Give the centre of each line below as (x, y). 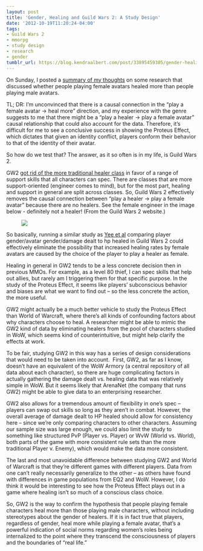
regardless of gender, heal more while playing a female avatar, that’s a (93, 523)
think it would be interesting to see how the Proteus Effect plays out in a (95, 486)
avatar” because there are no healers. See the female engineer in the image (101, 205)
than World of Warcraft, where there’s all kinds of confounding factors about (101, 316)
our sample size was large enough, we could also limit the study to (89, 429)
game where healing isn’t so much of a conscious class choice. (85, 492)
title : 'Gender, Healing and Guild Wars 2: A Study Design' (84, 18)
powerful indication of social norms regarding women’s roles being (89, 529)
